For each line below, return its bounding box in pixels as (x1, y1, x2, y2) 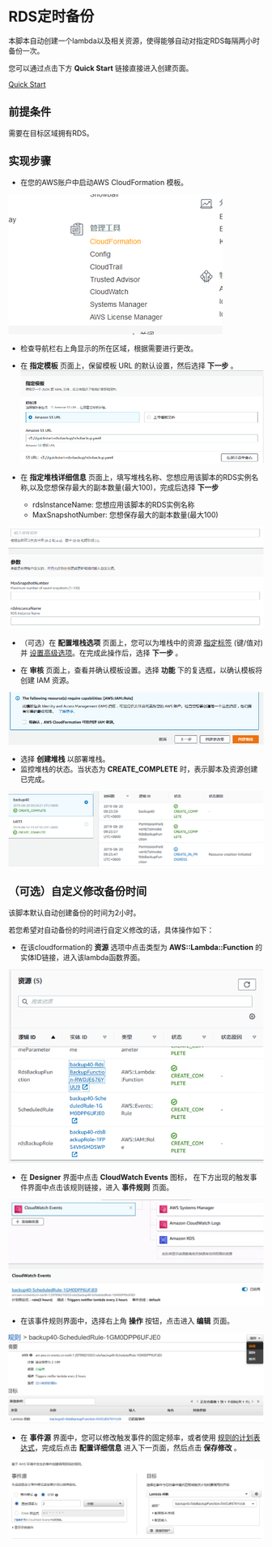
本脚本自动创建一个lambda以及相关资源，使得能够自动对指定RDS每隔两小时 (8, 36, 261, 45)
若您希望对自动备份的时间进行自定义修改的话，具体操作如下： (8, 925, 215, 935)
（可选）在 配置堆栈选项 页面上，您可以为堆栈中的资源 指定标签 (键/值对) (19, 637, 263, 647)
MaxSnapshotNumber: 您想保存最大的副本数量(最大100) (32, 510, 219, 520)
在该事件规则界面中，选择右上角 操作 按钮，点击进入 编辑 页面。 (19, 1316, 235, 1325)
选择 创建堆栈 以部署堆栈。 (19, 754, 110, 763)
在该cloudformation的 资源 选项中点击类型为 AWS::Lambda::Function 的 (19, 942, 263, 952)
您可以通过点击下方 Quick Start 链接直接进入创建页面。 (8, 63, 193, 73)
